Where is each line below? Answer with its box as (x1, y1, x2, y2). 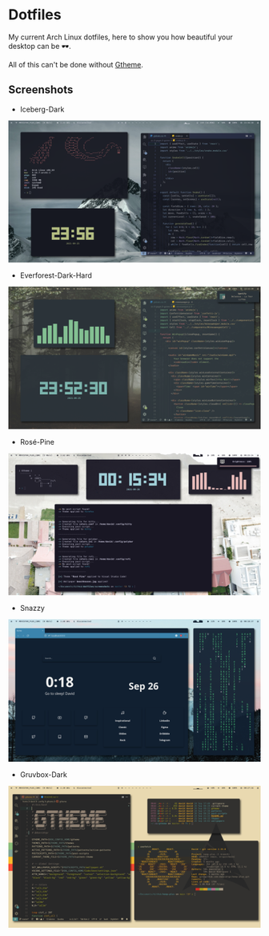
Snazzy (19, 604, 46, 613)
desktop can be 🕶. (8, 41, 71, 51)
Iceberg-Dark (19, 104, 65, 114)
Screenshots (8, 83, 74, 97)
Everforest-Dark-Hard (19, 271, 92, 280)
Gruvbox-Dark (19, 769, 68, 779)
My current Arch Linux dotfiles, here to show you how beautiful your (8, 32, 234, 42)
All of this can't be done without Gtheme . (8, 59, 144, 69)
